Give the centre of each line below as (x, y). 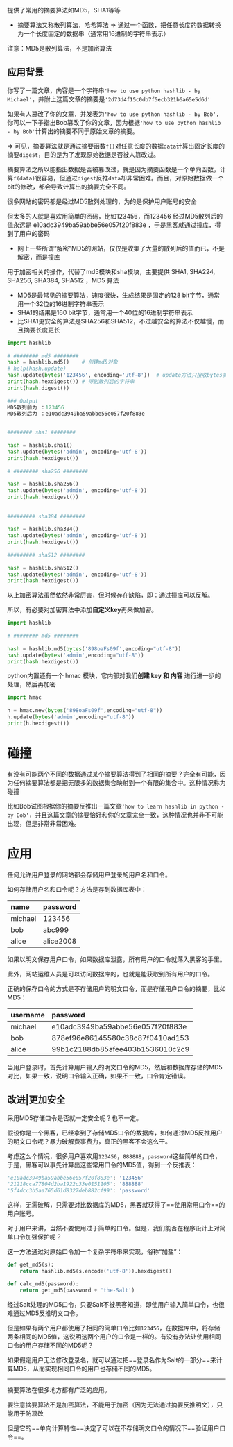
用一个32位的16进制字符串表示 (61, 303)
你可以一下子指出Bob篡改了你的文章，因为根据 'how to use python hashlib (114, 122)
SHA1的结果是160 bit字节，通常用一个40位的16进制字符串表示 (105, 312)
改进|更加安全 (36, 1100)
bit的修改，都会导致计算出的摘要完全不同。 (69, 187)
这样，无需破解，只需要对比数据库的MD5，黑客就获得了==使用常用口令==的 (116, 1205)
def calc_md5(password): (43, 1284)
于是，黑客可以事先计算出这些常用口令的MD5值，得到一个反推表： (102, 1165)
